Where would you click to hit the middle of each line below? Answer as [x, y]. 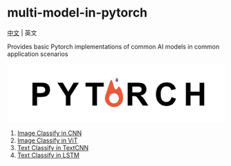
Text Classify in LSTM [48, 155]
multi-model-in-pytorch [77, 13]
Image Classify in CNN [49, 133]
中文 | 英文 [22, 33]
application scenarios [38, 54]
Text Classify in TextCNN [53, 148]
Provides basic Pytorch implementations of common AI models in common [113, 46]
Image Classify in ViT [47, 140]
